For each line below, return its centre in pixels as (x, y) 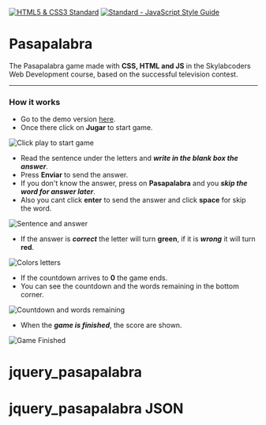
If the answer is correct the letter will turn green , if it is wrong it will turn (138, 239)
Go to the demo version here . (68, 119)
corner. (32, 295)
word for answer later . (58, 192)
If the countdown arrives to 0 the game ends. (94, 278)
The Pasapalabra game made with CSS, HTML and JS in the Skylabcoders (130, 65)
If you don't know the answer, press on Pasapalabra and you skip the (134, 183)
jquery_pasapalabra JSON (96, 408)
